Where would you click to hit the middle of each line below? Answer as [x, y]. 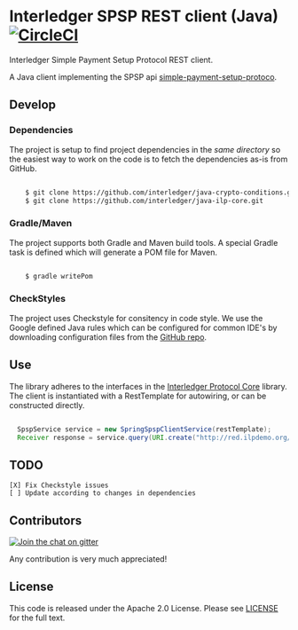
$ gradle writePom [59, 276]
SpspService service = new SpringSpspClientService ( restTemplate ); [145, 429]
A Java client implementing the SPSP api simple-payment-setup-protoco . [143, 76]
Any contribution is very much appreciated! [88, 559]
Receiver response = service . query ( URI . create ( [107, 437]
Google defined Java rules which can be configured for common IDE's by [143, 327]
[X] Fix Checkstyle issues [59, 485]
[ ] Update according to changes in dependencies [103, 493]
